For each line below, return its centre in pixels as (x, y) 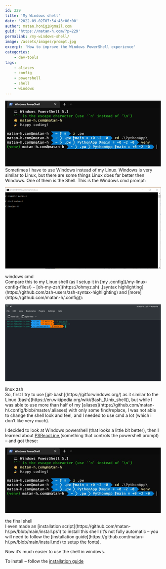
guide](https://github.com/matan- (110, 537)
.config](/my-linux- (128, 282)
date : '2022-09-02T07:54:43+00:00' (42, 21)
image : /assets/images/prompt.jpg (41, 42)
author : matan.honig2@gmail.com (38, 26)
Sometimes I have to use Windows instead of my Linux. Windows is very (79, 170)
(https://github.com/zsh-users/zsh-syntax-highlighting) (62, 292)
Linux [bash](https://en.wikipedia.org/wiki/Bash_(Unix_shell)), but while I (79, 400)
